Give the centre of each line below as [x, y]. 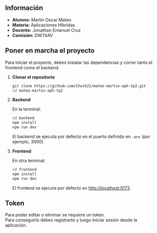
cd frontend [24, 170]
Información [24, 8]
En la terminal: [26, 109]
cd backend [23, 118]
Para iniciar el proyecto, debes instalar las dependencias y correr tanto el [79, 62]
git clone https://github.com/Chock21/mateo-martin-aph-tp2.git [79, 86]
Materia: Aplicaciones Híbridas [44, 25]
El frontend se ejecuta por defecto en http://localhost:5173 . [71, 188]
